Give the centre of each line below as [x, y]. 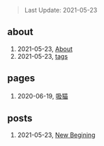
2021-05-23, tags [43, 56]
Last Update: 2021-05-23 [61, 10]
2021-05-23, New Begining [56, 135]
